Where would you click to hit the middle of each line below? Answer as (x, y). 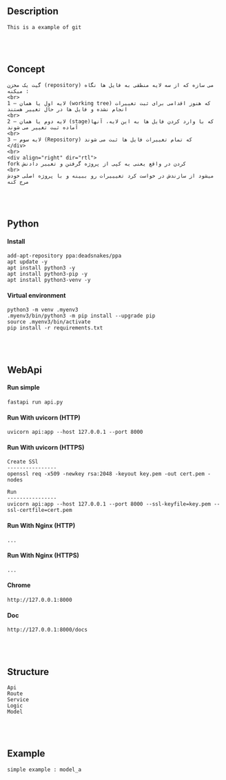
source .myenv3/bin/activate (49, 322)
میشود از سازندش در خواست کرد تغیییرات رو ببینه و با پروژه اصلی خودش (111, 175)
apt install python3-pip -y (48, 274)
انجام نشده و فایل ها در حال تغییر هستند (68, 109)
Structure (28, 672)
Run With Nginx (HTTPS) (43, 555)
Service (18, 700)
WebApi (25, 370)
